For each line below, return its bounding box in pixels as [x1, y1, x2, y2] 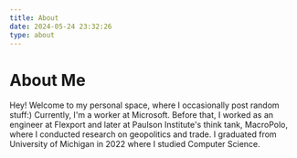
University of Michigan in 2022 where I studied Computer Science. [9, 139, 260, 150]
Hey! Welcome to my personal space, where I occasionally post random [9, 100, 281, 111]
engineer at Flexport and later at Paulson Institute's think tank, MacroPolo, [9, 120, 289, 131]
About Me [9, 69, 86, 90]
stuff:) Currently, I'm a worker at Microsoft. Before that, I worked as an [9, 110, 274, 121]
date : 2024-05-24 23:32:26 [9, 22, 112, 31]
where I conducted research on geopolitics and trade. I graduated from [9, 129, 277, 140]
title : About [9, 13, 59, 23]
